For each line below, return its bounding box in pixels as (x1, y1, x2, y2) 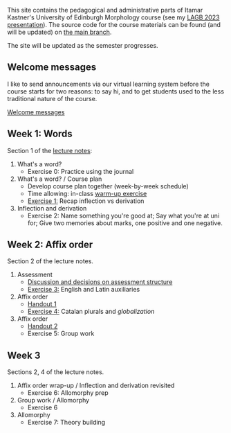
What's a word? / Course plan (17, 175, 102, 183)
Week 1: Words (7, 128, 73, 140)
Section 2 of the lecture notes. (7, 257, 93, 265)
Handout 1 (27, 300, 57, 308)
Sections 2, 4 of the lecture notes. (7, 368, 104, 376)
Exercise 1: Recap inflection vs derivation (27, 197, 145, 205)
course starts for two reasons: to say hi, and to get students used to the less (7, 87, 225, 96)
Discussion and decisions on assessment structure (27, 278, 173, 286)
